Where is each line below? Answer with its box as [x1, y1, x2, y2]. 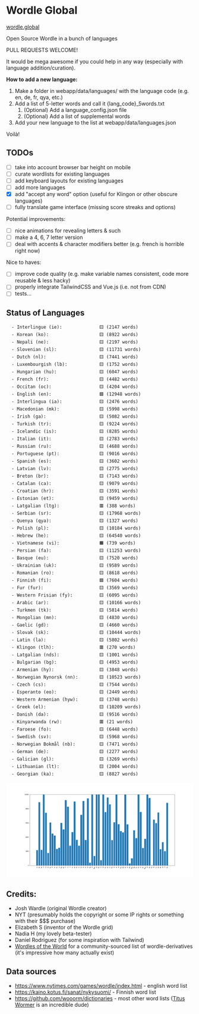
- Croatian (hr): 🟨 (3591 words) [11, 488, 138, 494]
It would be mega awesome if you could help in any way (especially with [6, 58, 183, 65]
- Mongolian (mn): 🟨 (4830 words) [11, 615, 138, 621]
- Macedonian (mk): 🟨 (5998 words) [11, 406, 138, 412]
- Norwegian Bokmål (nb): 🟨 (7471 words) [11, 741, 138, 748]
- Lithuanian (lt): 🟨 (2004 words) [11, 764, 138, 770]
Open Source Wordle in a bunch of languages [6, 35, 118, 42]
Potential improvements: [6, 216, 66, 223]
